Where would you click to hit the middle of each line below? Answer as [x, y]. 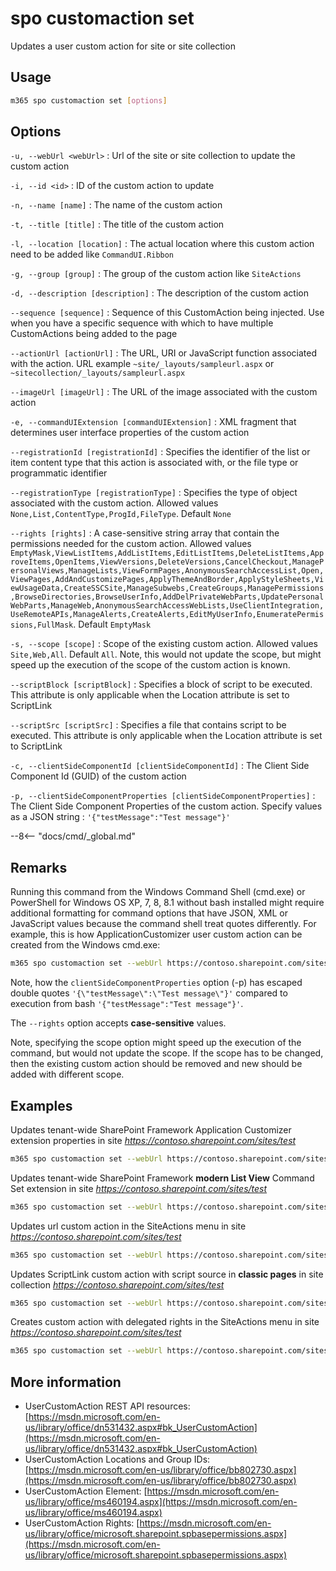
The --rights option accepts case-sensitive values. [118, 1023]
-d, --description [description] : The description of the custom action [159, 293]
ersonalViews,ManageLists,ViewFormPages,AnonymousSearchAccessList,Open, [167, 571]
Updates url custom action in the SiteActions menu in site [128, 1226]
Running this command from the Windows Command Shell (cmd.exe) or [158, 892]
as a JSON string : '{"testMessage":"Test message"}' [120, 817]
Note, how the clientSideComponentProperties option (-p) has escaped [156, 983]
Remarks [39, 867]
